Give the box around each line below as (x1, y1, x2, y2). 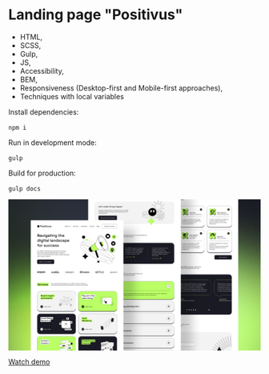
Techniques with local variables (19, 91, 124, 101)
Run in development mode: (8, 138, 98, 147)
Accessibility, (19, 66, 64, 75)
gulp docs (8, 184, 42, 193)
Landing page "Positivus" (8, 6, 183, 24)
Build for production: (8, 168, 76, 178)
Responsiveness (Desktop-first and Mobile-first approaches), (19, 82, 223, 93)
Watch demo (8, 356, 50, 366)
